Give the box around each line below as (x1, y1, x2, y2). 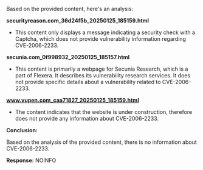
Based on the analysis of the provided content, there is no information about (6, 138, 198, 146)
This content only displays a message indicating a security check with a (15, 29, 196, 36)
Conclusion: (6, 127, 38, 133)
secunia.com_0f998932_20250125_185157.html (6, 54, 130, 60)
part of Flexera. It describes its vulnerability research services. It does (15, 72, 190, 79)
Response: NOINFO (6, 157, 57, 164)
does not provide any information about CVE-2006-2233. (15, 115, 159, 122)
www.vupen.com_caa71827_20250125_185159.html (6, 97, 139, 104)
